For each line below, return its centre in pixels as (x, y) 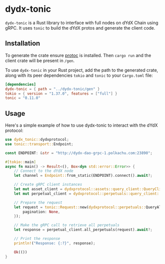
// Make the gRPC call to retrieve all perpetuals (67, 225)
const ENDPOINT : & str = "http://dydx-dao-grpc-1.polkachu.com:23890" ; (79, 153)
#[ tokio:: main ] (21, 162)
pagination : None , (41, 212)
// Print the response (37, 239)
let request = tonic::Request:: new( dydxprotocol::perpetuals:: (80, 207)
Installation (23, 44)
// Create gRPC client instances (48, 185)
